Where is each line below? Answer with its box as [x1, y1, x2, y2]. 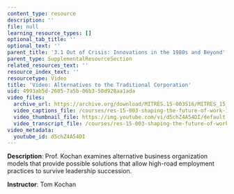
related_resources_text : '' [7, 62, 89, 69]
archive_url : [13, 101, 52, 108]
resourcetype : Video [7, 74, 68, 82]
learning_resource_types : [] [7, 29, 92, 37]
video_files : [7, 95, 45, 102]
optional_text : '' [7, 42, 61, 49]
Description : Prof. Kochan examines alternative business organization [7, 152, 208, 161]
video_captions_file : [13, 107, 77, 114]
